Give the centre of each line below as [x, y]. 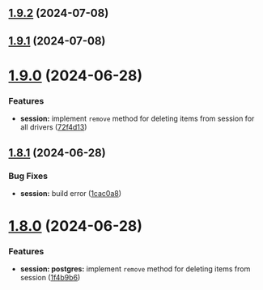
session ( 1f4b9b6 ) [50, 278]
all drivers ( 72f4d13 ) [53, 127]
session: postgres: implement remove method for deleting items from [135, 269]
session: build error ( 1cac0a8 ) [71, 193]
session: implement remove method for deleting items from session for [137, 119]
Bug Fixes [28, 176]
